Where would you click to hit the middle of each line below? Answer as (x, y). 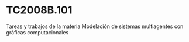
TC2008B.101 (39, 10)
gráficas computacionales (37, 32)
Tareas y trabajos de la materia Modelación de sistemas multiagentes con (95, 26)
